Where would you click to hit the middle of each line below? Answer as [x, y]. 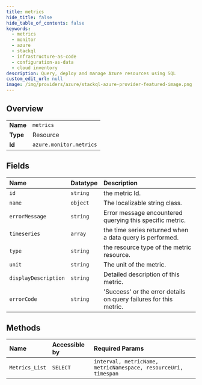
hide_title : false [29, 17]
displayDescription [37, 278]
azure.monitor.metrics [65, 144]
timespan [106, 374]
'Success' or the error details [144, 291]
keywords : [19, 29]
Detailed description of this [142, 274]
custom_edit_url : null [35, 79]
